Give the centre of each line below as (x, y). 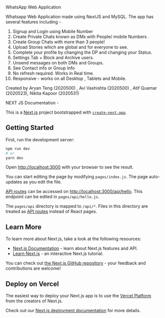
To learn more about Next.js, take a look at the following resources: (73, 239)
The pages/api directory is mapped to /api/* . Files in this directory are (77, 206)
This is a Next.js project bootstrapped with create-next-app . (66, 112)
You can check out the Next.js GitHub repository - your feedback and (76, 263)
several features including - (33, 22)
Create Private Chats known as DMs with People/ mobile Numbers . (81, 37)
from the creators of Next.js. (34, 301)
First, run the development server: (40, 139)
